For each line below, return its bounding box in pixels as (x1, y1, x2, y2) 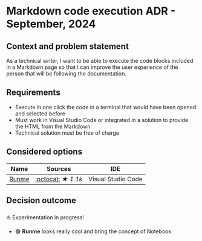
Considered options (6, 147, 83, 157)
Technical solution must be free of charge (15, 129, 120, 137)
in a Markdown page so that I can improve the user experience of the (6, 63, 178, 71)
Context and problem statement (6, 41, 129, 51)
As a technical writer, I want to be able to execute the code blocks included (6, 57, 194, 64)
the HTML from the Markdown (15, 123, 91, 130)
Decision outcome (6, 195, 77, 206)
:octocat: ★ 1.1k (35, 175, 83, 183)
